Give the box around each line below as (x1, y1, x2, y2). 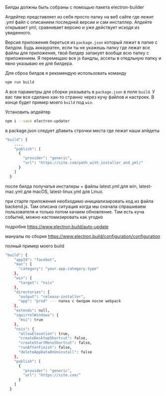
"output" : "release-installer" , (18, 294, 85, 299)
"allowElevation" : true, (18, 331, 70, 336)
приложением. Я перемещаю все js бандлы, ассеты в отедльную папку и (5, 55, 162, 61)
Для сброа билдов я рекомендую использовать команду (5, 70, 127, 76)
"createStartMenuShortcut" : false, (18, 340, 92, 345)
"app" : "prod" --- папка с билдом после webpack (18, 298, 121, 304)
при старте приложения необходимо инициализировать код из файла (5, 198, 154, 204)
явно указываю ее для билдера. (5, 61, 74, 66)
